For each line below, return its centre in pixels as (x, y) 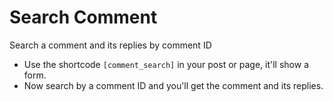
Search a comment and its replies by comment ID (110, 45)
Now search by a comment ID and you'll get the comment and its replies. (173, 85)
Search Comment (83, 17)
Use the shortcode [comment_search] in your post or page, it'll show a (166, 64)
